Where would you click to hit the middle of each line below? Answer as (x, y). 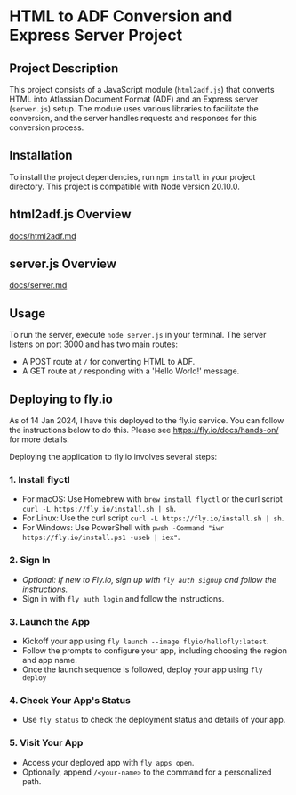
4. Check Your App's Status (70, 700)
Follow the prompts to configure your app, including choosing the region (154, 650)
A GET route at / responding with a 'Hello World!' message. (131, 371)
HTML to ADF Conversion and (121, 16)
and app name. (49, 660)
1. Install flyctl (40, 479)
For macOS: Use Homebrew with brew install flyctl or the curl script (152, 499)
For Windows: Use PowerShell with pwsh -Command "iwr (123, 528)
